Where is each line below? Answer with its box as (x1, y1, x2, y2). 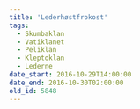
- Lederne (17, 62, 53, 71)
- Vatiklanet (17, 37, 65, 47)
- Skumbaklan (17, 29, 65, 38)
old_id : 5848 (9, 86, 57, 95)
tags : (9, 21, 29, 30)
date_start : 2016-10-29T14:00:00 (9, 70, 132, 79)
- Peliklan (17, 46, 57, 54)
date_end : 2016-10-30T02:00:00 (9, 78, 124, 87)
